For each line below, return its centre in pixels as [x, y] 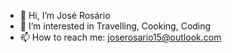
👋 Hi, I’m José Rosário [65, 15]
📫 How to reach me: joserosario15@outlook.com [120, 37]
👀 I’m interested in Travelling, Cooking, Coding [115, 26]
